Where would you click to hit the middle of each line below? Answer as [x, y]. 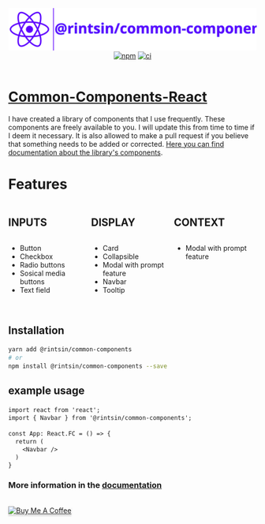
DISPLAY [113, 222]
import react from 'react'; [54, 410]
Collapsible [121, 256]
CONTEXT [200, 222]
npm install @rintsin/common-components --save [88, 366]
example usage [47, 391]
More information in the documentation [85, 485]
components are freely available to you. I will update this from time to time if [131, 127]
